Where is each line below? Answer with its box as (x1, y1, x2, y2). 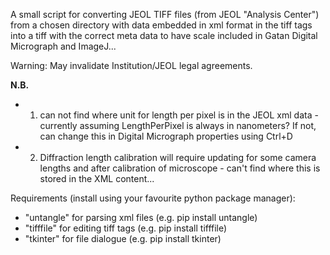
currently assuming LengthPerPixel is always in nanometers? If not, (39, 120, 317, 131)
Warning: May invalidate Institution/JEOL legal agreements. (10, 60, 253, 71)
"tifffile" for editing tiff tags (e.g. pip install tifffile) (24, 222, 228, 234)
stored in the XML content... (39, 173, 155, 184)
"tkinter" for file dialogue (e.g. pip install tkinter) (24, 233, 222, 244)
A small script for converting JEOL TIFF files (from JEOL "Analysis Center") (10, 9, 320, 20)
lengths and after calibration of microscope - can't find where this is (39, 162, 321, 174)
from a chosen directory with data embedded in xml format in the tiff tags (10, 19, 313, 31)
